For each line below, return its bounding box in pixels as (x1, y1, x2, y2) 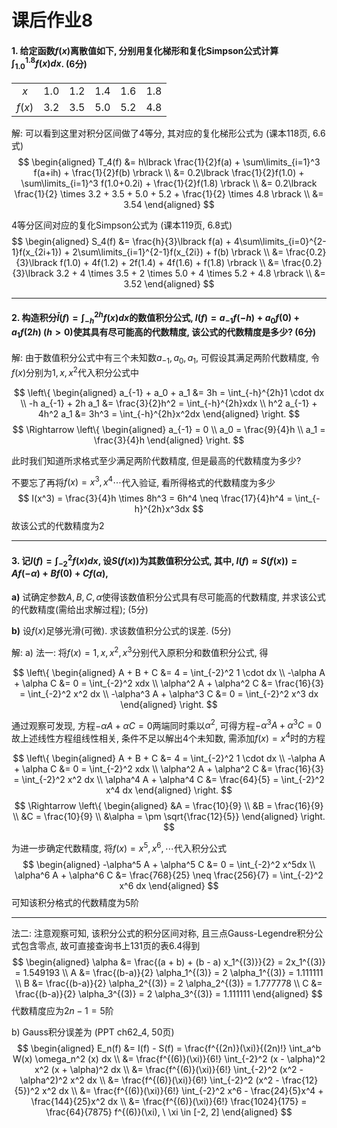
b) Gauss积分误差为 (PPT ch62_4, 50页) (11, 1026, 175, 1038)
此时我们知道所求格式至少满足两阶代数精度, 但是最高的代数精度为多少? (11, 454, 302, 466)
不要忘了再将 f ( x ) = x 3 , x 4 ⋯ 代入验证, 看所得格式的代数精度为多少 (11, 474, 276, 488)
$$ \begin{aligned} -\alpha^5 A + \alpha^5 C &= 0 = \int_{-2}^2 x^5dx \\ (22, 858, 316, 870)
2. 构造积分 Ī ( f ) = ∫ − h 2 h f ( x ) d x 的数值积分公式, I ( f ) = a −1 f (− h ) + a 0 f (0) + (11, 310, 301, 326)
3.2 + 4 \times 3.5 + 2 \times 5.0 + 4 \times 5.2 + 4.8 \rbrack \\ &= (55, 267, 326, 279)
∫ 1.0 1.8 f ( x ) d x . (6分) (11, 56, 88, 72)
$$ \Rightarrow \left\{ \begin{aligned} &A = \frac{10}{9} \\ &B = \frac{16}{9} (14, 800, 324, 812)
